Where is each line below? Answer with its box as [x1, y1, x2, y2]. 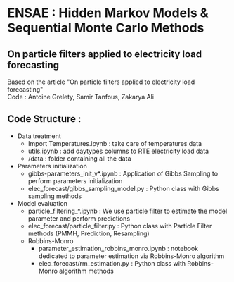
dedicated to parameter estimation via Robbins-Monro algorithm [38, 252, 225, 260]
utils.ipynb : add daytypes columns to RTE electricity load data [27, 147, 209, 155]
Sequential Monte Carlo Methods [7, 20, 204, 36]
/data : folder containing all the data [27, 154, 131, 163]
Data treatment [17, 132, 61, 140]
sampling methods [27, 192, 82, 200]
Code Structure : [7, 113, 82, 125]
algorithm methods [59, 266, 114, 275]
